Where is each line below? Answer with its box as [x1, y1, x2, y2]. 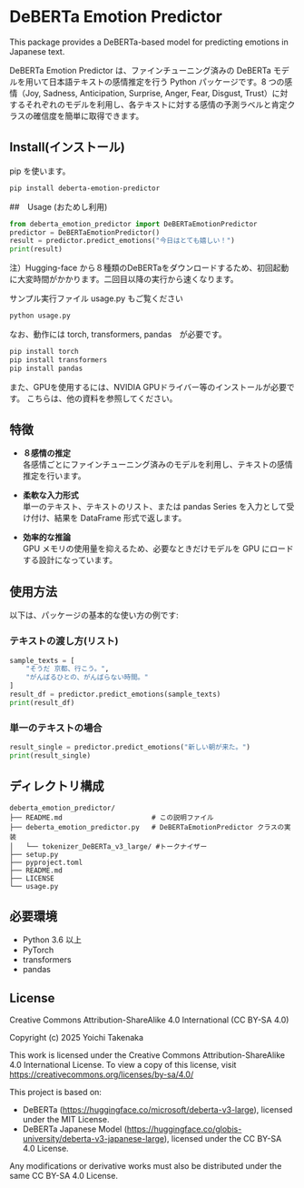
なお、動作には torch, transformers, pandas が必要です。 [9, 329, 227, 339]
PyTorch [22, 944, 54, 956]
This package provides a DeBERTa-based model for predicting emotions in [9, 36, 289, 47]
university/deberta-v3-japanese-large [22, 1133, 165, 1144]
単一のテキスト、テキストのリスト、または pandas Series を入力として [22, 501, 287, 512]
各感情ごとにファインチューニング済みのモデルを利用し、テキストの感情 [22, 459, 293, 470]
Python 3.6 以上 [22, 934, 82, 945]
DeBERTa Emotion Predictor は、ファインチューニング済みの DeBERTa [9, 65, 272, 76]
